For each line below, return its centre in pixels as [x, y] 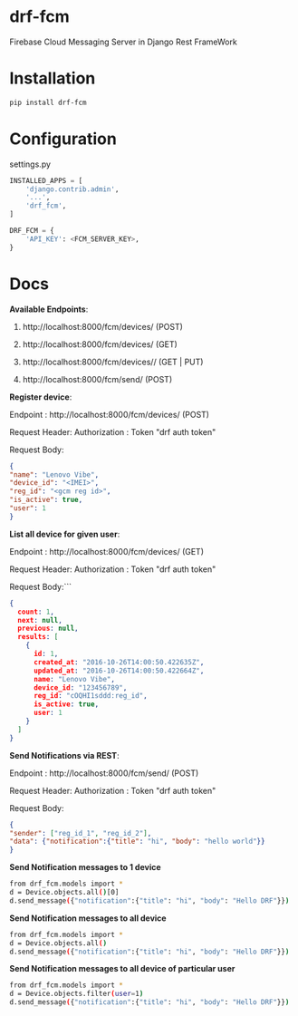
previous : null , [48, 629]
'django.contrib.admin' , [72, 189]
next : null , [40, 620]
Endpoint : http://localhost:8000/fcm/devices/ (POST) [110, 414]
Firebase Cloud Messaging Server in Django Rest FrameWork [123, 42]
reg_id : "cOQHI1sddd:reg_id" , [90, 696]
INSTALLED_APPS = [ [46, 180]
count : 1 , [36, 612]
